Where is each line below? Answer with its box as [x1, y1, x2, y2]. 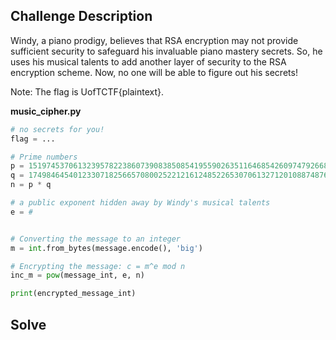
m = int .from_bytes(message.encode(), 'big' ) [10, 243, 203, 253]
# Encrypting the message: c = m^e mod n [10, 261, 186, 271]
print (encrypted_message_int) [10, 289, 137, 299]
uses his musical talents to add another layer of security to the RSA [10, 55, 287, 68]
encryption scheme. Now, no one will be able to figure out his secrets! [10, 66, 298, 78]
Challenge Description [10, 8, 153, 25]
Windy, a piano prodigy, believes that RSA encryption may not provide [10, 34, 299, 46]
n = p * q [10, 180, 52, 190]
